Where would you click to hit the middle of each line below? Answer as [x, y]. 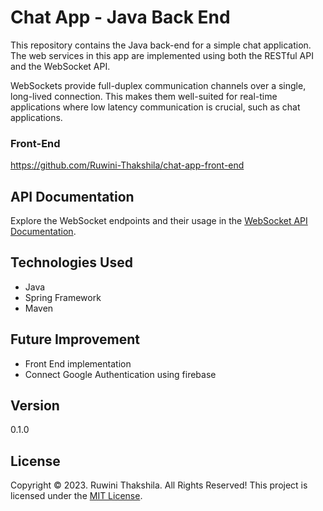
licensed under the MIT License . [76, 496]
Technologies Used [71, 262]
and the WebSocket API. [60, 66]
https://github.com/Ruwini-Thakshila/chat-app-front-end [127, 165]
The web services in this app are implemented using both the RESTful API [162, 55]
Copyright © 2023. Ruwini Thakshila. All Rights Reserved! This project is [159, 485]
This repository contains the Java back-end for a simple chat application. [161, 45]
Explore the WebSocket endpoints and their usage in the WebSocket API [159, 221]
